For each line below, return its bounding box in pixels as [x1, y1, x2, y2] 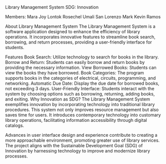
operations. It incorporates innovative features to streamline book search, [5, 34, 156, 40]
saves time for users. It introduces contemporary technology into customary [5, 112, 161, 118]
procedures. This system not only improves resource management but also [5, 107, 159, 112]
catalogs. [5, 122, 24, 128]
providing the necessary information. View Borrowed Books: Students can [5, 64, 157, 70]
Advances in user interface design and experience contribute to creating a [5, 132, 158, 138]
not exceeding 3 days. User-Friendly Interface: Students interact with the [5, 86, 155, 91]
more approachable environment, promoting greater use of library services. [5, 137, 160, 143]
